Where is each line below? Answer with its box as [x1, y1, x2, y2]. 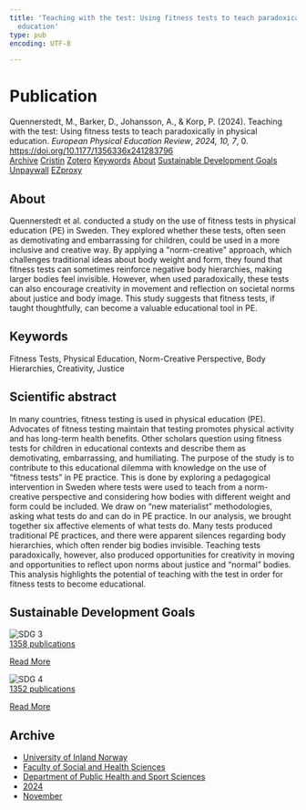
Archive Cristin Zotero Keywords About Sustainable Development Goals [9, 155, 278, 166]
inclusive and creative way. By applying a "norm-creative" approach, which [9, 244, 292, 255]
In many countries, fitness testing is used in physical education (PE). [9, 413, 266, 424]
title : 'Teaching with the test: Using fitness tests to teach [9, 13, 255, 23]
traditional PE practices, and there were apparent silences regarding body [9, 530, 287, 541]
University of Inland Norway [22, 752, 128, 763]
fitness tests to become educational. [9, 578, 147, 589]
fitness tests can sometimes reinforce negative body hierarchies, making [9, 264, 282, 275]
